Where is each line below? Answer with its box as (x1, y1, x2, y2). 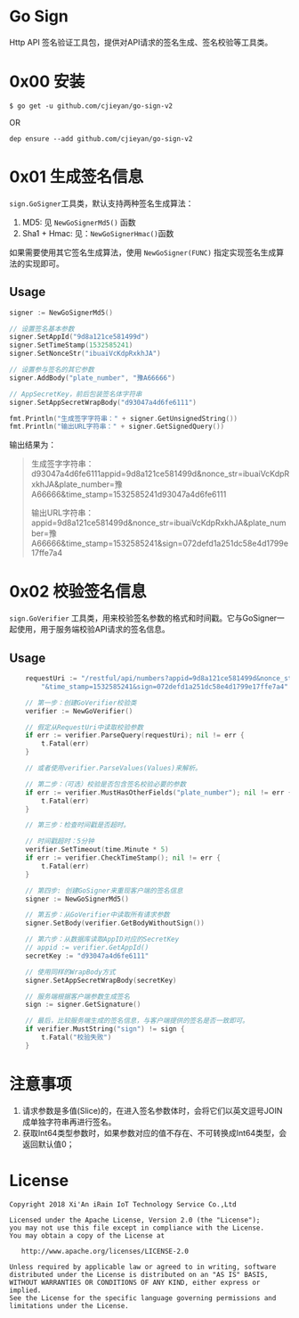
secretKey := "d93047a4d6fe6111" (25, 951, 149, 960)
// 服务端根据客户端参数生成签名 (25, 992, 131, 1001)
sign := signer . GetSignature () (25, 1001, 141, 1009)
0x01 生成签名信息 (9, 167, 144, 187)
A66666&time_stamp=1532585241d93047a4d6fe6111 (30, 489, 227, 500)
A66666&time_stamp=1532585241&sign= (30, 538, 183, 549)
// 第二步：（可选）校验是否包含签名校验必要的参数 (25, 779, 187, 788)
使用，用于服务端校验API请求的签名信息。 (16, 624, 171, 635)
